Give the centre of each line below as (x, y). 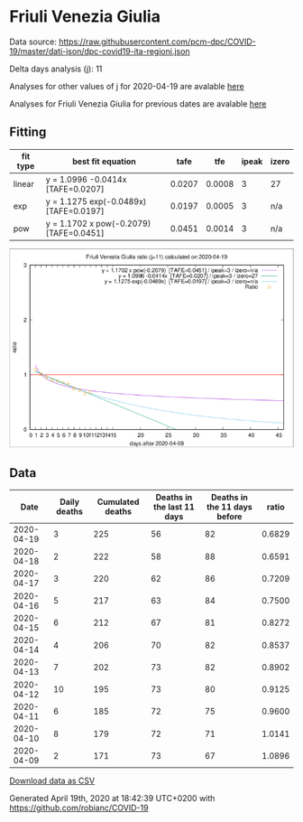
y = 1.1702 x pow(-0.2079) (98, 224)
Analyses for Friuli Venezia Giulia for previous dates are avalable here (138, 103)
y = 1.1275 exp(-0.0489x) (96, 201)
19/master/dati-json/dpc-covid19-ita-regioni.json (100, 51)
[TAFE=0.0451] (75, 233)
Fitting (28, 132)
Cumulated (118, 502)
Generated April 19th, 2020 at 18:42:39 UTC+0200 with (112, 798)
